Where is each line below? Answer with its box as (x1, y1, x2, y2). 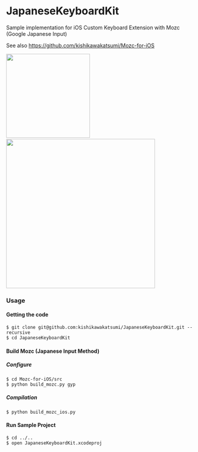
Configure (6, 361, 32, 368)
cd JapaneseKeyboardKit (11, 335, 70, 341)
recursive (6, 330, 31, 336)
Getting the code (6, 311, 49, 318)
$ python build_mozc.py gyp (6, 381, 76, 388)
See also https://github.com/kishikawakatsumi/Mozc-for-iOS (6, 42, 155, 49)
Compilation (6, 394, 37, 401)
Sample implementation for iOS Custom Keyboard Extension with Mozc (6, 24, 180, 31)
